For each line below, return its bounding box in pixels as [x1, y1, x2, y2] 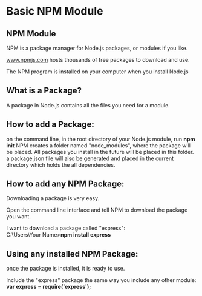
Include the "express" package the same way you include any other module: [6, 277, 197, 284]
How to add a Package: [6, 119, 95, 130]
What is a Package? [6, 86, 82, 96]
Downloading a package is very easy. [6, 195, 100, 202]
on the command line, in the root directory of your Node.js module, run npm [6, 135, 195, 143]
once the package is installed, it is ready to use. [6, 265, 125, 272]
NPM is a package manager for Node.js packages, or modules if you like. [6, 44, 188, 52]
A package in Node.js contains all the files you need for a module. [6, 101, 171, 109]
